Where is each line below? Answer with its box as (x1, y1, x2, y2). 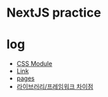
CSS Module (16, 60, 53, 68)
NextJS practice (6, 5, 102, 21)
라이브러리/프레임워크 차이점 (16, 82, 94, 91)
